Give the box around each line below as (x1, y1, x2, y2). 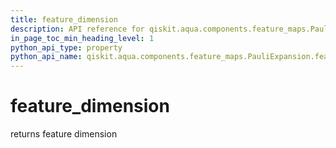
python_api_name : (10, 52, 83, 62)
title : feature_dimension (10, 14, 118, 25)
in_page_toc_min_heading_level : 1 (10, 33, 155, 43)
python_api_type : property (10, 42, 123, 53)
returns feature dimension (10, 128, 118, 140)
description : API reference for (10, 24, 145, 34)
